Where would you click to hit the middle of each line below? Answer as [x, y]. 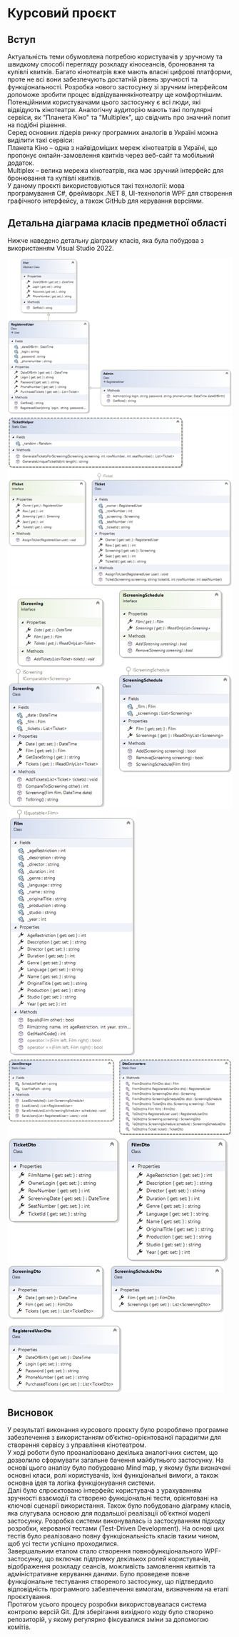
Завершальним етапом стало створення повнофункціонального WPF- [114, 1551]
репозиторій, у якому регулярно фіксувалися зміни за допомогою [108, 1620]
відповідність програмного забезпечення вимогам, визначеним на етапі [118, 1589]
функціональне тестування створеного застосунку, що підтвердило [111, 1582]
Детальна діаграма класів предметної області [117, 223]
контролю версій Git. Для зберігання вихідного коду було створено [111, 1612]
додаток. [21, 163]
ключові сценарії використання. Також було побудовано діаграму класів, [119, 1506]
